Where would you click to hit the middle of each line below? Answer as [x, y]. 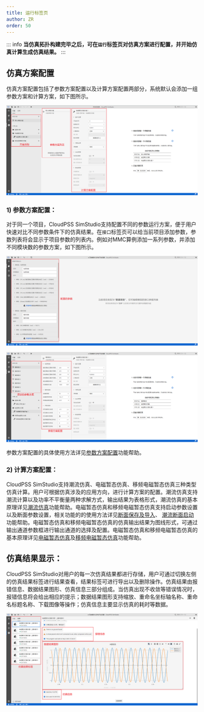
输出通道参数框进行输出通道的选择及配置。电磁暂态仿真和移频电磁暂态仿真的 [102, 530]
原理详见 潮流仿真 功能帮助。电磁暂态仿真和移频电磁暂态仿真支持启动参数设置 [102, 507]
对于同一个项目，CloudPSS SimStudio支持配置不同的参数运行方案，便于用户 [101, 224]
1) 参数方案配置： [31, 210]
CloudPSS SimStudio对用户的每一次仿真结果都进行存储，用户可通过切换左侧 [101, 574]
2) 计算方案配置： [32, 470]
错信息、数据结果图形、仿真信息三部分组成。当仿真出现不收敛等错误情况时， [102, 589]
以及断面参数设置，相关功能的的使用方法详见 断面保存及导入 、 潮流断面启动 [100, 515]
